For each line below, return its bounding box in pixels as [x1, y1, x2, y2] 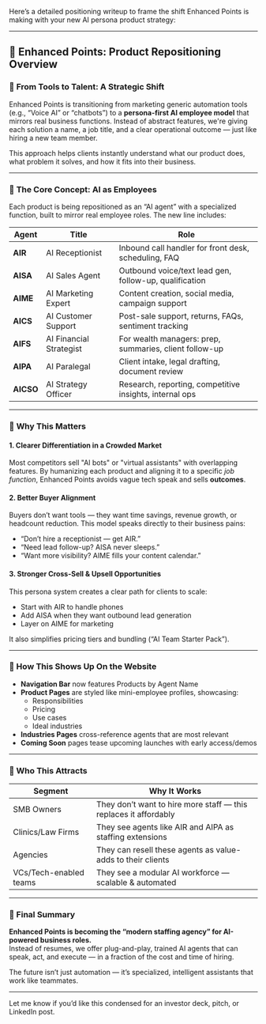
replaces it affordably [96, 809, 175, 820]
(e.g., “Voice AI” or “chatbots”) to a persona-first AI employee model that [9, 108, 249, 117]
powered [9, 935, 39, 945]
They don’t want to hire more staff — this [96, 799, 248, 810]
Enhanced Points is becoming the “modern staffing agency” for [9, 927, 222, 936]
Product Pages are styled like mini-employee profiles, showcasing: [20, 687, 239, 697]
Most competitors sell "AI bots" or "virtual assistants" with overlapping [9, 458, 238, 467]
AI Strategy [46, 379, 88, 390]
